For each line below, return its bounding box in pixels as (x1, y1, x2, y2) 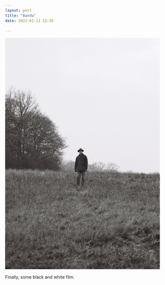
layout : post (5, 8, 32, 13)
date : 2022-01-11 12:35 (5, 18, 54, 23)
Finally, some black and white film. (5, 274, 75, 280)
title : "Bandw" (5, 13, 36, 18)
